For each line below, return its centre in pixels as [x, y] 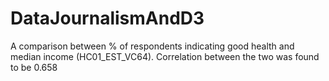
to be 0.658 [34, 67]
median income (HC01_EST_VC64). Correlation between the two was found [165, 56]
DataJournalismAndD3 [107, 18]
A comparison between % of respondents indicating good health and [152, 46]
